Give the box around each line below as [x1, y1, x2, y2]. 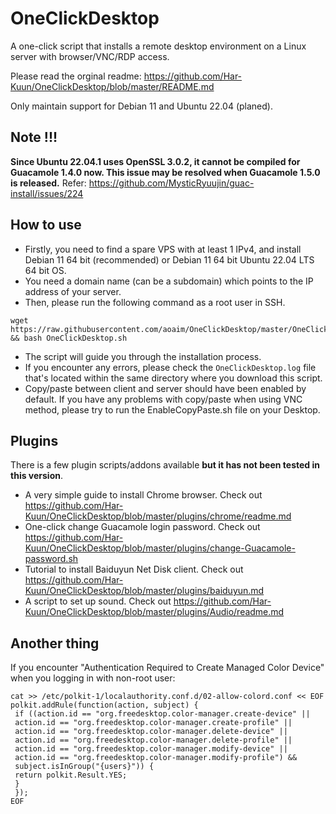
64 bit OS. [24, 264, 67, 276]
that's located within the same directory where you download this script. [24, 372, 323, 384]
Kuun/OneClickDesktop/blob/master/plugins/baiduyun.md [24, 585, 265, 597]
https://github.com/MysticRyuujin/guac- [88, 177, 255, 189]
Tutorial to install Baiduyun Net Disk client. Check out [24, 563, 244, 576]
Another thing [10, 635, 100, 652]
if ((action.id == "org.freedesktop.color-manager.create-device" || [14, 709, 311, 719]
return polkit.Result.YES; [14, 770, 128, 781]
